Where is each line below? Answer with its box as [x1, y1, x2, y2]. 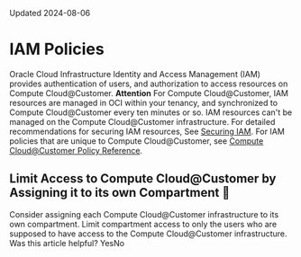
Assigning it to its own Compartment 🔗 [9, 185, 231, 200]
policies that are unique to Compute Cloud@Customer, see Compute [9, 135, 264, 146]
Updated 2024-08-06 [9, 8, 91, 18]
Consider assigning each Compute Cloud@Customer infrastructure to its [9, 208, 279, 219]
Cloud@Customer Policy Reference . [9, 145, 142, 155]
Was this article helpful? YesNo [9, 237, 124, 248]
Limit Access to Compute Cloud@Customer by [9, 171, 277, 187]
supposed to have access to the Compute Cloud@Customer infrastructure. [9, 228, 287, 239]
